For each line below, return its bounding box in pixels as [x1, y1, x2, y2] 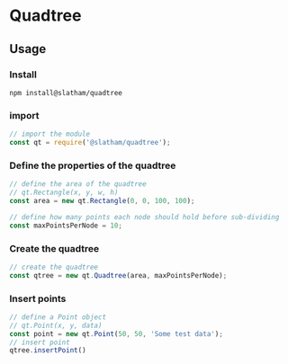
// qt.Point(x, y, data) [9, 321, 103, 330]
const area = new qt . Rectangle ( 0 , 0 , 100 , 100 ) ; [9, 196, 195, 205]
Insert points [9, 292, 67, 305]
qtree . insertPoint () [9, 346, 87, 355]
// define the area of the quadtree [9, 180, 147, 189]
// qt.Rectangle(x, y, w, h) [9, 188, 119, 198]
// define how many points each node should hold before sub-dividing [9, 212, 280, 221]
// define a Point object [9, 312, 106, 322]
